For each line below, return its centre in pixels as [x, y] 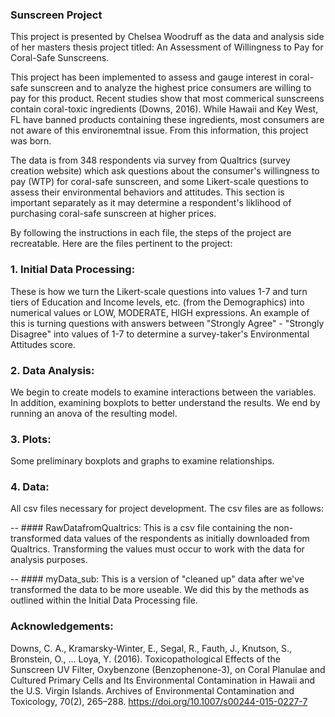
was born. [31, 141]
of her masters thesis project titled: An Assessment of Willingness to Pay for [167, 47]
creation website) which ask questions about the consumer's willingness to [165, 171]
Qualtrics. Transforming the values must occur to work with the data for [157, 549]
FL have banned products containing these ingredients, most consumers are [167, 120]
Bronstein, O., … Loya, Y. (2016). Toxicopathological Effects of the [145, 659]
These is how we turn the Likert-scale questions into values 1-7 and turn [159, 291]
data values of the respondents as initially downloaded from [186, 539]
